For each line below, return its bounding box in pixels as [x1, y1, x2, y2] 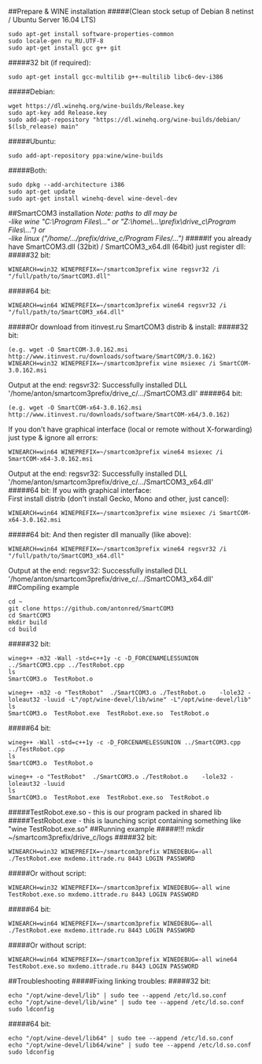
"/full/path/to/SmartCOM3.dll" [8, 272, 111, 280]
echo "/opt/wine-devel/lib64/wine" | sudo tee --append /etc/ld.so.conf [8, 1041, 252, 1049]
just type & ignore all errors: [8, 433, 98, 442]
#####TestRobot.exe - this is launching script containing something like [8, 816, 242, 825]
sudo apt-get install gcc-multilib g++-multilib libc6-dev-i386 [8, 73, 223, 81]
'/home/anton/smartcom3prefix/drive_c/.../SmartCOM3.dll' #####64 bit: [8, 389, 242, 398]
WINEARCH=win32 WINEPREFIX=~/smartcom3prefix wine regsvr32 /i [8, 265, 220, 273]
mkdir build [8, 618, 47, 626]
